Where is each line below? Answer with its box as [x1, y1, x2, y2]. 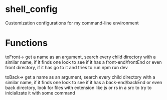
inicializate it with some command [5, 90, 75, 96]
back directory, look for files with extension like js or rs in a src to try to [5, 85, 152, 91]
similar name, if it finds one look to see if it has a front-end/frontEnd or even [5, 59, 162, 65]
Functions [5, 37, 48, 49]
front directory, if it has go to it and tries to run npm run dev [5, 64, 128, 70]
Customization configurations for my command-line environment [5, 20, 139, 26]
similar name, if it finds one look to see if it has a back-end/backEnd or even [5, 79, 162, 85]
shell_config [5, 3, 58, 15]
